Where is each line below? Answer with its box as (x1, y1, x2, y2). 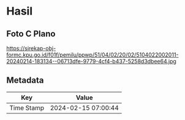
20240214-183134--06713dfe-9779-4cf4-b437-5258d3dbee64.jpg (6, 58, 176, 65)
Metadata (6, 75, 44, 86)
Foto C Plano (6, 29, 56, 39)
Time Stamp (9, 104, 45, 112)
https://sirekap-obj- (6, 44, 56, 52)
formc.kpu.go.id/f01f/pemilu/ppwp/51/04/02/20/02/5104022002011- (6, 51, 179, 58)
